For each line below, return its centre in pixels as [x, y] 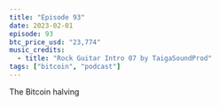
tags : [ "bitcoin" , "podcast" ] [65, 67]
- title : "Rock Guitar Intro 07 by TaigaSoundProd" [115, 58]
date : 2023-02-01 [41, 26]
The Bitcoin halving [44, 91]
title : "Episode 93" [47, 17]
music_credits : [37, 50]
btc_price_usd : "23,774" [55, 42]
